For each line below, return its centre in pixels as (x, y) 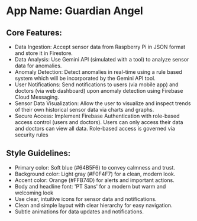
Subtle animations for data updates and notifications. (79, 212)
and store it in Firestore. (43, 53)
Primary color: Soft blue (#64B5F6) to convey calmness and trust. (95, 167)
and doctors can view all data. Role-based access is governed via (95, 129)
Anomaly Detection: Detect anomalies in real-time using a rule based (98, 72)
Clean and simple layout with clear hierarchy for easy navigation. (93, 205)
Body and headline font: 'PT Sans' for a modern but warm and (90, 186)
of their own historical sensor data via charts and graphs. (84, 110)
